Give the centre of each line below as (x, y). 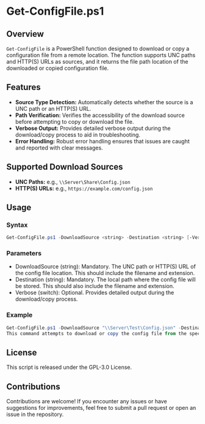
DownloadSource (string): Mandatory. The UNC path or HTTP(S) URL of (106, 267)
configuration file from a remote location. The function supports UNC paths (101, 55)
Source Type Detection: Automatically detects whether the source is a (104, 102)
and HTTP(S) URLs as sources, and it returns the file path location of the (97, 62)
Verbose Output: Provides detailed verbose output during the (93, 128)
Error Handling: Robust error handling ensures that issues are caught (103, 141)
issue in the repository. (35, 414)
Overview (25, 34)
